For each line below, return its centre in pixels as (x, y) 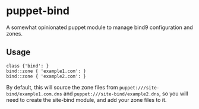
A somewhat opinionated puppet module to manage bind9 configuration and (99, 27)
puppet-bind (38, 11)
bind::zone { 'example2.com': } (46, 76)
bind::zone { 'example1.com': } (46, 71)
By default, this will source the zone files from (62, 87)
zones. (14, 33)
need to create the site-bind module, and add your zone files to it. (86, 100)
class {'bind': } (28, 66)
